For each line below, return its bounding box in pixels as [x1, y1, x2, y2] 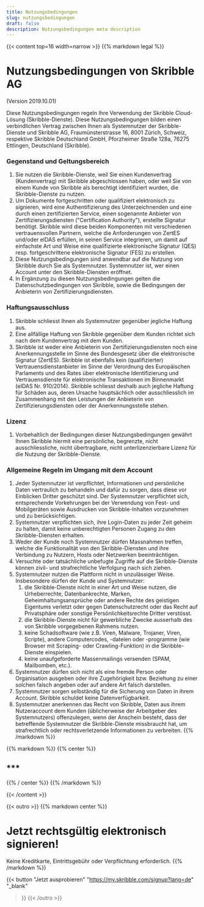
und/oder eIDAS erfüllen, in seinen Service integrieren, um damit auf [15, 236, 188, 244]
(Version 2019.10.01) [6, 97, 57, 105]
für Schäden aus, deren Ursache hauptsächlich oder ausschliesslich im [15, 389, 194, 396]
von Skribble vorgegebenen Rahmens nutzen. [24, 622, 140, 630]
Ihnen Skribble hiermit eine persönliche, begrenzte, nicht [15, 438, 158, 445]
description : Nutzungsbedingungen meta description [6, 26, 140, 32]
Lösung [6, 116, 26, 123]
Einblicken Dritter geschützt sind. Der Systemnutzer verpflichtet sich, [15, 493, 189, 500]
